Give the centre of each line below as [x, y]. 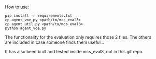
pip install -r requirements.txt [39, 16]
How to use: [17, 7]
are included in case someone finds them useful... [55, 42]
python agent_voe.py [26, 28]
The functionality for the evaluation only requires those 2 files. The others [78, 37]
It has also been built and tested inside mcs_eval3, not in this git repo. [74, 52]
